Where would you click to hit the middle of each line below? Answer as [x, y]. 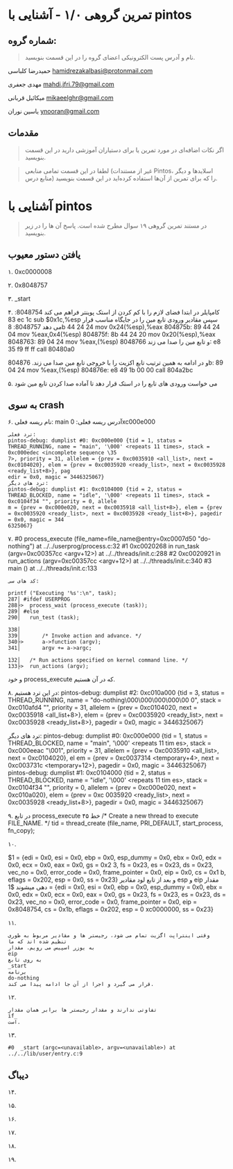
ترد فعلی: [22, 435]
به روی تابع [25, 960]
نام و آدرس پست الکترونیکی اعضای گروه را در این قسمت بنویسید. [110, 57]
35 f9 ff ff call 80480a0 [41, 349]
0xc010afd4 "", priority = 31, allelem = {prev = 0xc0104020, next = [103, 708]
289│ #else [24, 612]
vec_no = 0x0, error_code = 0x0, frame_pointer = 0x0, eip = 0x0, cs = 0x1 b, [117, 873]
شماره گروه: [32, 41]
